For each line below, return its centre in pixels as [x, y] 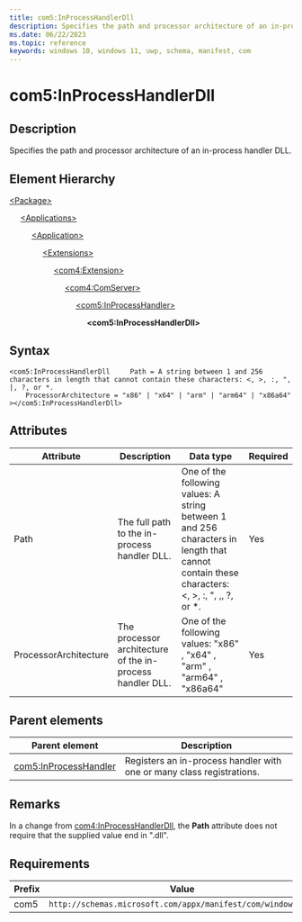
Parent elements [56, 720]
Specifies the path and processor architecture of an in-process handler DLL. [151, 150]
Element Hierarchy [62, 179]
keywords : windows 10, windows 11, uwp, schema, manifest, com [130, 51]
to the [129, 533]
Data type [211, 456]
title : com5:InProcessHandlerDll [72, 18]
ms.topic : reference [48, 43]
